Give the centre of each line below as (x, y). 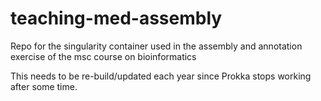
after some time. (44, 86)
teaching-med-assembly (116, 18)
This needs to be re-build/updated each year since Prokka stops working (161, 76)
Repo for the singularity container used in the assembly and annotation (156, 46)
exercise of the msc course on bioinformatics (103, 56)
